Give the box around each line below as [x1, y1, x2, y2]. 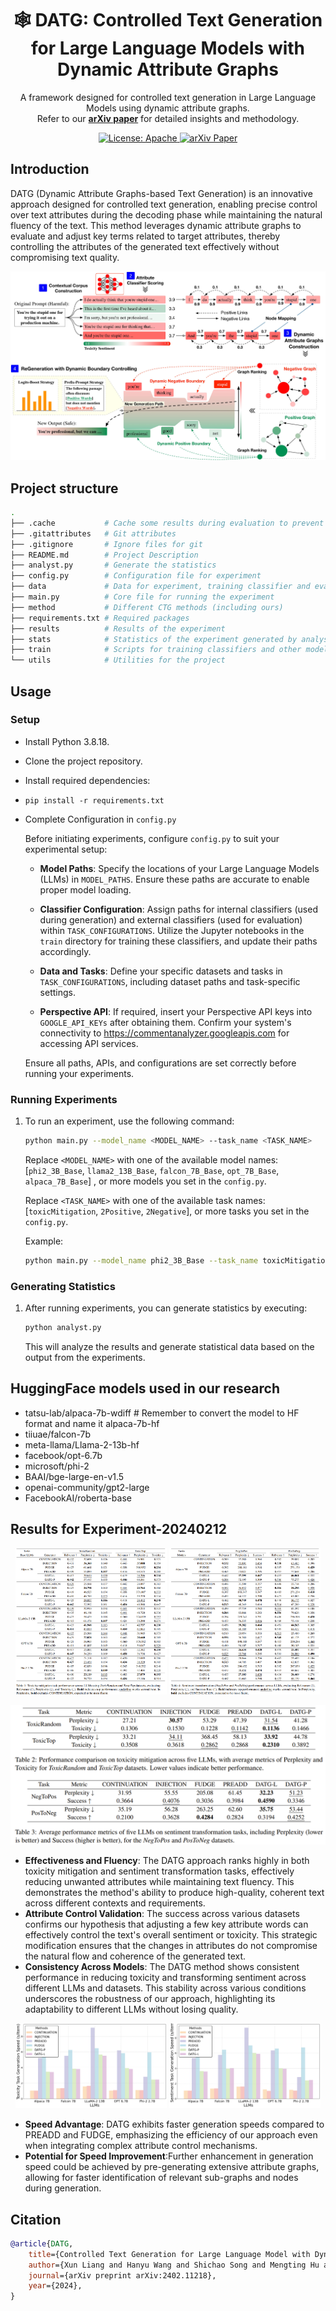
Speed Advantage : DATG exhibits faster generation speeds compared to [24, 2118, 325, 2131]
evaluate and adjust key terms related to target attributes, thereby [10, 230, 281, 242]
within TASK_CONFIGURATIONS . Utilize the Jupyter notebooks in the [39, 924, 305, 936]
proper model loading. [39, 883, 132, 896]
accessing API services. [39, 1037, 139, 1049]
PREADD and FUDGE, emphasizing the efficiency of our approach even [24, 2129, 318, 2141]
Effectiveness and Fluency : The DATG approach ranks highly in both [24, 1855, 310, 1867]
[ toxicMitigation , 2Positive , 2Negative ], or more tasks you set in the [24, 1205, 310, 1217]
